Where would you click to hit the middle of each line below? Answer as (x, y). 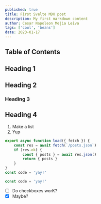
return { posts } (40, 159)
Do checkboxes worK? (34, 190)
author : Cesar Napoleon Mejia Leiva (42, 23)
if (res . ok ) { (28, 150)
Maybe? (20, 196)
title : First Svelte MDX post (36, 14)
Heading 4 (21, 115)
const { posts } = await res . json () (59, 154)
